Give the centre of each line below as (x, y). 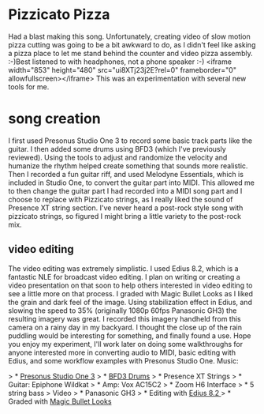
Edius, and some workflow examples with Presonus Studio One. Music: (123, 360)
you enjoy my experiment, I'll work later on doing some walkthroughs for (126, 344)
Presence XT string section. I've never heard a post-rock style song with (126, 208)
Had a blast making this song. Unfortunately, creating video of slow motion (129, 36)
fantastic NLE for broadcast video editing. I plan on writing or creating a (124, 277)
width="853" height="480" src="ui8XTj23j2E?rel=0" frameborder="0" (122, 70)
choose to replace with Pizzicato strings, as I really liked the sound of (121, 199)
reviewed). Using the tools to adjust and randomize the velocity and (118, 157)
